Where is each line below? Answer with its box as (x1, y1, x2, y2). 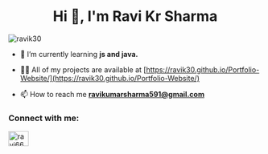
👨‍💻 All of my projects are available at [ (19, 64, 146, 75)
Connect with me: (8, 112, 80, 124)
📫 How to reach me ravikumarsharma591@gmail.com (19, 89, 205, 99)
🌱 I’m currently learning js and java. (19, 49, 138, 59)
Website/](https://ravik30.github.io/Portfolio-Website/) (19, 73, 200, 83)
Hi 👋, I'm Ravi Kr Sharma (52, 7, 218, 26)
